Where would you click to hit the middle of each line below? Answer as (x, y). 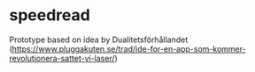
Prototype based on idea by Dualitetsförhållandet (99, 40)
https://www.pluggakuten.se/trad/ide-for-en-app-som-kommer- (129, 48)
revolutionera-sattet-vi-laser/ (62, 58)
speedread (50, 15)
